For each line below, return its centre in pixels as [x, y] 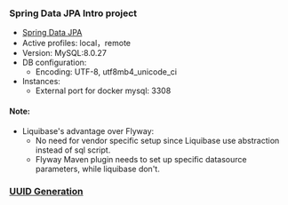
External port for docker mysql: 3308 [103, 91]
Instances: [41, 82]
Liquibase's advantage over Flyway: [88, 130]
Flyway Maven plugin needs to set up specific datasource [141, 159]
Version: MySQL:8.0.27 [64, 53]
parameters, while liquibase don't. [97, 169]
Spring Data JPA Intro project [73, 13]
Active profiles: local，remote [76, 43]
